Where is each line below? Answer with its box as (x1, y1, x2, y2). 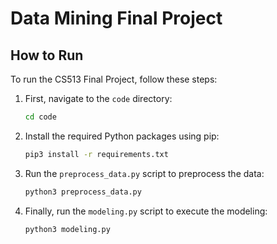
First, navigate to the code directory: (24, 93, 173, 104)
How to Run (10, 47, 84, 64)
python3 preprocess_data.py (24, 187, 142, 197)
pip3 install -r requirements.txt (24, 149, 169, 159)
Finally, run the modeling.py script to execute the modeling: (24, 205, 268, 217)
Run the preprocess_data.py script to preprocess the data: (24, 167, 265, 179)
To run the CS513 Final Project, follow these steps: (10, 73, 218, 85)
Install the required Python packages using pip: (24, 130, 220, 142)
